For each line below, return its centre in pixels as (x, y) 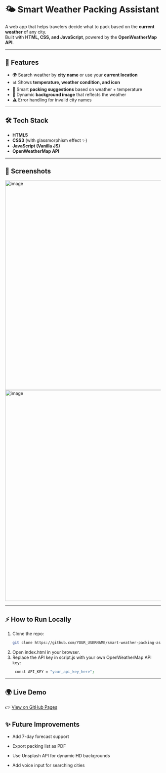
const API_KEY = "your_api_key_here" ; (55, 672)
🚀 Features (22, 63)
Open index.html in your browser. (46, 652)
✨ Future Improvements (42, 725)
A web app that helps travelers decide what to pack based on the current (80, 26)
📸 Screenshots (28, 171)
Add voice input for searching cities (48, 765)
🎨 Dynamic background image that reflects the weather (69, 94)
